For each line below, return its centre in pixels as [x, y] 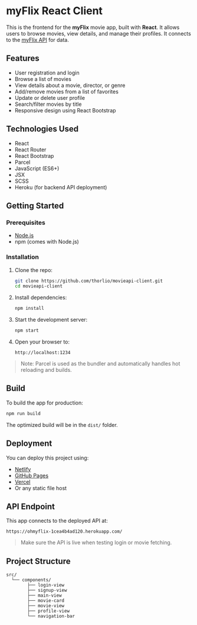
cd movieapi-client [39, 286]
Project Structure [38, 561]
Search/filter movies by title [48, 104]
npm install [29, 309]
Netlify [23, 469]
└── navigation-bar [51, 616]
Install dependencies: [41, 297]
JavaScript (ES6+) [37, 168]
